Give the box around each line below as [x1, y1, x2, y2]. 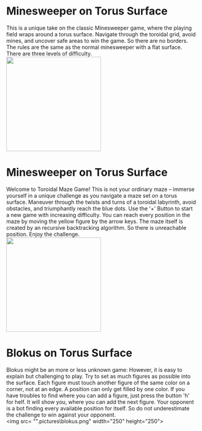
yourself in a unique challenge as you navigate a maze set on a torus [6, 192, 177, 199]
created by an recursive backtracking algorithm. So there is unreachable [6, 224, 186, 231]
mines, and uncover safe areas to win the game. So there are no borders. [6, 37, 189, 44]
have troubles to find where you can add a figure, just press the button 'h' [6, 392, 190, 399]
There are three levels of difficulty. [6, 50, 93, 57]
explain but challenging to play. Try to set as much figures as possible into [6, 372, 191, 380]
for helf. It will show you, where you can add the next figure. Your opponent [6, 398, 195, 406]
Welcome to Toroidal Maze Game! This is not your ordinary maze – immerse [6, 186, 195, 193]
